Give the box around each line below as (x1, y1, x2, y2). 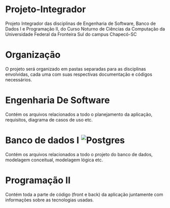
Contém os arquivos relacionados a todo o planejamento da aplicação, (5, 111, 153, 117)
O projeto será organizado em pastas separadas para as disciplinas (5, 66, 146, 72)
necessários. (5, 76, 32, 82)
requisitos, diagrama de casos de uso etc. (5, 116, 93, 123)
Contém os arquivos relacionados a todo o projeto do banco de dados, (5, 151, 153, 157)
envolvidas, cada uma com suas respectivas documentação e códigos (5, 71, 152, 77)
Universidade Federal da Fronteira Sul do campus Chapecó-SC (5, 31, 137, 37)
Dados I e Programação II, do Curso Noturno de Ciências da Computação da (5, 25, 165, 32)
